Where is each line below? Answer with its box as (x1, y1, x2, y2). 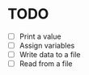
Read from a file (19, 59, 73, 69)
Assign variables (19, 41, 75, 50)
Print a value (19, 31, 61, 41)
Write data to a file (19, 50, 82, 60)
